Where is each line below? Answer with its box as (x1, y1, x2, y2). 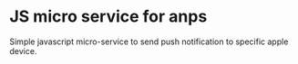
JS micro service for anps (9, 6, 208, 27)
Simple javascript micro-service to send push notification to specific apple (9, 36, 289, 47)
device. (9, 45, 37, 56)
